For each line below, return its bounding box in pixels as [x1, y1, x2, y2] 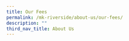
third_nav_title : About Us [6, 25, 74, 32]
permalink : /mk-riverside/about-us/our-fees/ [6, 14, 123, 20]
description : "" [6, 20, 47, 26]
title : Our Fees [6, 8, 47, 15]
